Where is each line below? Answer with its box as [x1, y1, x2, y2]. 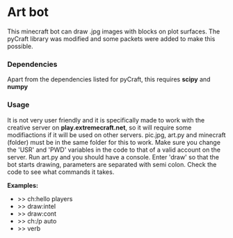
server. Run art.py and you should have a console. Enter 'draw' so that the [7, 152, 219, 161]
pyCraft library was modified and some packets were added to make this [7, 34, 216, 42]
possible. [7, 42, 33, 50]
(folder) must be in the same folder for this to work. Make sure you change [7, 138, 221, 146]
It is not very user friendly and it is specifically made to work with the [7, 116, 205, 124]
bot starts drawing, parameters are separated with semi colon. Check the [7, 160, 217, 168]
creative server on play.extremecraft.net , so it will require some [7, 123, 192, 132]
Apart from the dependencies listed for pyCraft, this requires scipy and [7, 75, 211, 84]
